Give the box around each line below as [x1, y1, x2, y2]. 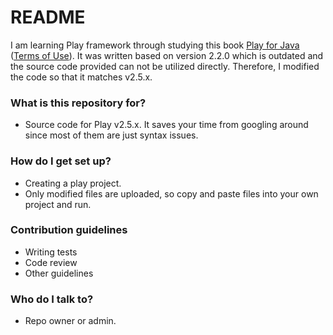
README [10, 6, 86, 29]
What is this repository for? [10, 96, 147, 110]
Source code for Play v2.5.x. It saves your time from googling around [24, 119, 309, 131]
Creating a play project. [24, 177, 122, 189]
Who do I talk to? [10, 292, 94, 306]
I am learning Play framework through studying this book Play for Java [10, 39, 300, 51]
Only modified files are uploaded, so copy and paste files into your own [24, 187, 319, 200]
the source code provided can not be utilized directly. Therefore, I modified [10, 60, 320, 72]
